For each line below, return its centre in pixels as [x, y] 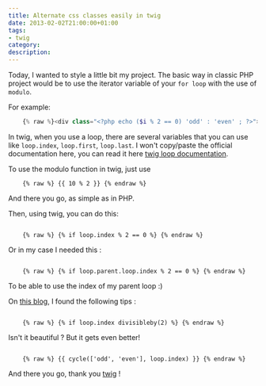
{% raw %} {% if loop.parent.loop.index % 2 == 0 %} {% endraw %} [134, 271]
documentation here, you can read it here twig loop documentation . [118, 153]
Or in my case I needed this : [55, 250]
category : [25, 45]
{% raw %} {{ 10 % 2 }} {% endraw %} [85, 183]
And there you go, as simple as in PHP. [71, 198]
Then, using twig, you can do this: [63, 213]
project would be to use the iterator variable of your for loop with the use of [133, 83]
